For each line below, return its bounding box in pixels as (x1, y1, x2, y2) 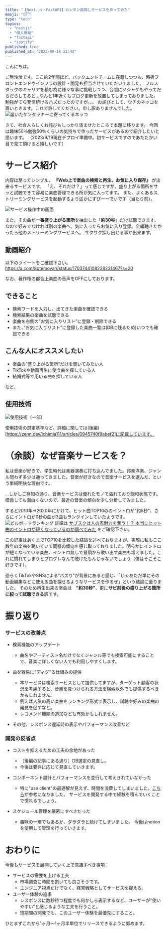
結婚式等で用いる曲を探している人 (12, 373, 83, 379)
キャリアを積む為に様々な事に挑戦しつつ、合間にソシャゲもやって (22, 86, 157, 92)
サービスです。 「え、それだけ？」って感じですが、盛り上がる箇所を (13, 183, 154, 189)
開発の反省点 (5, 735, 36, 742)
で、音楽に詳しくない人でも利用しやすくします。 (19, 658, 120, 664)
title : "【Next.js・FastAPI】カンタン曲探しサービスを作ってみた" (5, 7, 130, 12)
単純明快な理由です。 (9, 480, 53, 486)
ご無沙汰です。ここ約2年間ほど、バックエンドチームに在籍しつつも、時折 (5, 74, 155, 80)
